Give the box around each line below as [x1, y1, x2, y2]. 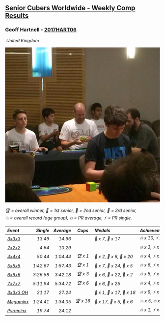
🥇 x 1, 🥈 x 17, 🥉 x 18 [94, 290, 136, 295]
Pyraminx [7, 307, 27, 314]
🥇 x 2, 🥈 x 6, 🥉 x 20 [94, 254, 133, 260]
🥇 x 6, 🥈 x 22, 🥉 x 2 [94, 271, 133, 277]
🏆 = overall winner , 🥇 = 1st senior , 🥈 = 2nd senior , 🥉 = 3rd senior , [5, 207, 137, 213]
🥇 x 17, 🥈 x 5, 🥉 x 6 [94, 298, 133, 304]
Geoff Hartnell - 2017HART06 [5, 27, 77, 33]
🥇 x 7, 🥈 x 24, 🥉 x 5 [94, 263, 133, 268]
